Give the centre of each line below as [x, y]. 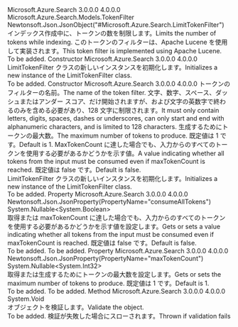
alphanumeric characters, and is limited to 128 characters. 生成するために [115, 127]
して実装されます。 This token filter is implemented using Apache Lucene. [115, 51]
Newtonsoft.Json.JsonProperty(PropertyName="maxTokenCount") [106, 258]
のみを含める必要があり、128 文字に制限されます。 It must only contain [116, 110]
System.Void [26, 299]
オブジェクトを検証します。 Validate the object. [76, 307]
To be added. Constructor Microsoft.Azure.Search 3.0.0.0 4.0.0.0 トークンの [119, 84]
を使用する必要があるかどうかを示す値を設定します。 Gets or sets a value [114, 226]
